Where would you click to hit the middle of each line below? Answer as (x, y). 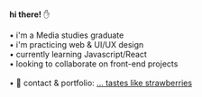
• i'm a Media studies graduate (67, 35)
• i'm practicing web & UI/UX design (77, 44)
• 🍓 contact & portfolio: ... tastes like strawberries (101, 83)
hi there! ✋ (30, 14)
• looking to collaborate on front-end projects (94, 64)
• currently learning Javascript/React (78, 54)
